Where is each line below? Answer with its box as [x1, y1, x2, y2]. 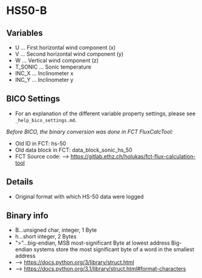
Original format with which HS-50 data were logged [15, 192, 144, 200]
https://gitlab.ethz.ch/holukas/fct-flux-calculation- [70, 152, 196, 160]
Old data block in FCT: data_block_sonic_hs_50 [15, 146, 132, 154]
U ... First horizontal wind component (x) [15, 44, 116, 51]
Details [6, 177, 33, 187]
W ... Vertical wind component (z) [15, 57, 99, 64]
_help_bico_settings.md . [15, 116, 77, 123]
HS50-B [6, 4, 47, 18]
